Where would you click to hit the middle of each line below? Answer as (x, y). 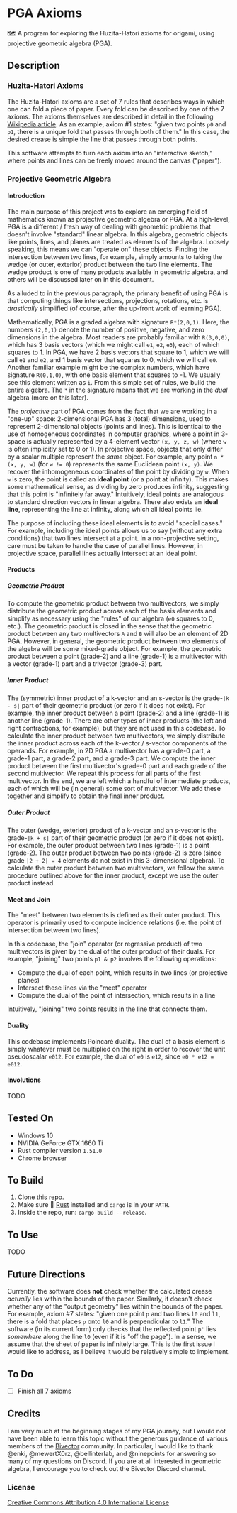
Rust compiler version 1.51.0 (60, 1150)
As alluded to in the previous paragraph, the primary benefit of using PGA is (118, 293)
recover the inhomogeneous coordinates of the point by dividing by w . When (118, 471)
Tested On (31, 1119)
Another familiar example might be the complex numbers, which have (109, 367)
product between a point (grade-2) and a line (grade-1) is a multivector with (117, 656)
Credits (24, 1414)
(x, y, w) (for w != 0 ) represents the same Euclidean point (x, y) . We (110, 464)
